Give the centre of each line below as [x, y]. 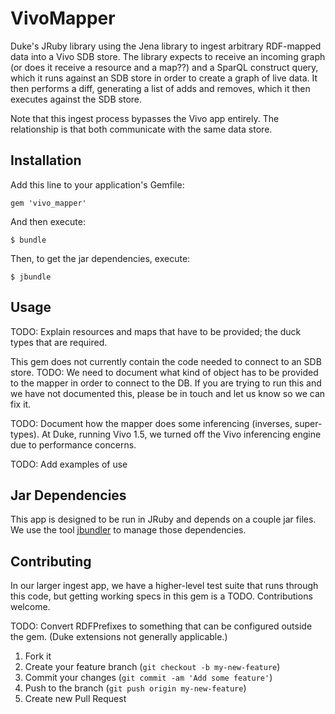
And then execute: [48, 221]
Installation [46, 160]
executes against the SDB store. [76, 99]
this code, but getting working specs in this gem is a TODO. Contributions [161, 596]
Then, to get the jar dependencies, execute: [100, 258]
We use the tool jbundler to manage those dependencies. [128, 530]
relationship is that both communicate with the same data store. [141, 129]
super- [308, 423]
